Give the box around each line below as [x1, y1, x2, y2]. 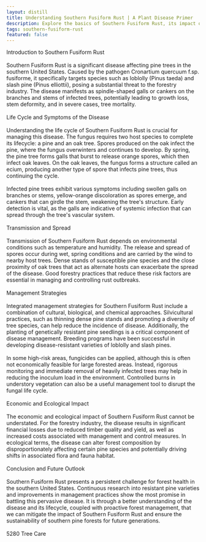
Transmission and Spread [6, 224, 71, 231]
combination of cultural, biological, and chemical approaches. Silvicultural [6, 309, 193, 316]
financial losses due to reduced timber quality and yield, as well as [6, 426, 174, 434]
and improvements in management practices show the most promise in [6, 491, 186, 499]
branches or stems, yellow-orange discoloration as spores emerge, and [6, 192, 187, 199]
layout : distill [6, 9, 48, 15]
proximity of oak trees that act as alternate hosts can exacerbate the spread [6, 263, 198, 271]
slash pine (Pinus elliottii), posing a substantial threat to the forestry [6, 81, 177, 89]
